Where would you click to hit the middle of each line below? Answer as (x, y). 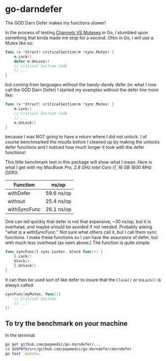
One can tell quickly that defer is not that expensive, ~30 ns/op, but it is (78, 222)
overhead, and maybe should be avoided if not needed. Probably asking (79, 227)
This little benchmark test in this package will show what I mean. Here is (79, 162)
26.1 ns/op (58, 209)
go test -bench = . (23, 354)
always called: (20, 285)
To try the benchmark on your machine (66, 323)
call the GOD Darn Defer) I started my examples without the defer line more (82, 90)
